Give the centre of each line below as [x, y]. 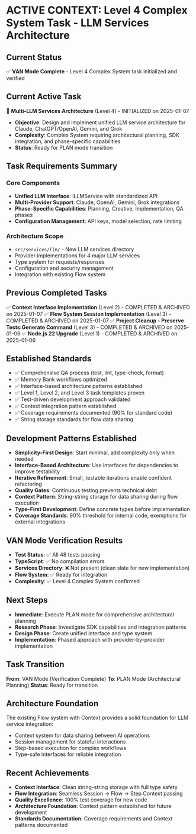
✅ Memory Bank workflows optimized [61, 380]
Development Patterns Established [72, 438]
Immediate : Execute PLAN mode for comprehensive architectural [94, 614]
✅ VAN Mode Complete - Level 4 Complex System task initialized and [92, 71]
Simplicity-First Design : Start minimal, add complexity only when [94, 452]
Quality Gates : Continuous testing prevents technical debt [86, 490]
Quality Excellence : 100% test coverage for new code [81, 800]
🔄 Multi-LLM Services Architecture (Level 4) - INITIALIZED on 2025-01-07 [98, 111]
